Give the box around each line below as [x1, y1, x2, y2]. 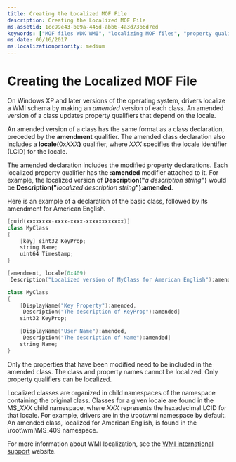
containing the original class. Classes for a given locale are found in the [7, 396, 214, 404]
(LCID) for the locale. [7, 147, 68, 155]
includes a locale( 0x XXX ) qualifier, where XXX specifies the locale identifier [7, 140, 228, 148]
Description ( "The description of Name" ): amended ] [22, 334, 171, 341]
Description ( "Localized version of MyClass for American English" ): [10, 276, 216, 283]
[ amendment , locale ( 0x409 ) [7, 270, 86, 277]
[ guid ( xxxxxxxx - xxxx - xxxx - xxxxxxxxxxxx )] [7, 218, 131, 225]
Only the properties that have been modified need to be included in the [7, 359, 213, 369]
